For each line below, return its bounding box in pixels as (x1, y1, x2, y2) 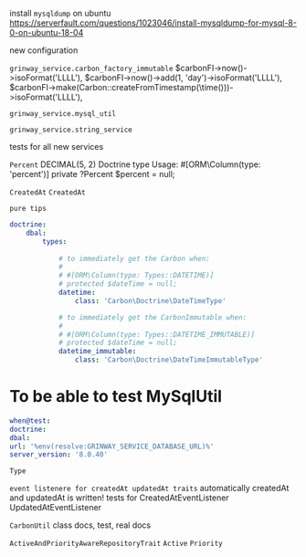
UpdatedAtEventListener (9, 502, 102, 513)
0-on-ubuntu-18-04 (9, 27, 84, 37)
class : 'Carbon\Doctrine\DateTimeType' (74, 296, 227, 305)
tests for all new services (9, 142, 104, 152)
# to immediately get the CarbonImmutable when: (58, 312, 248, 322)
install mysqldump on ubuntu (9, 8, 111, 18)
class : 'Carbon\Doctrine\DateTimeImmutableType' (74, 355, 263, 364)
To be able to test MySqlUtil (9, 386, 222, 407)
